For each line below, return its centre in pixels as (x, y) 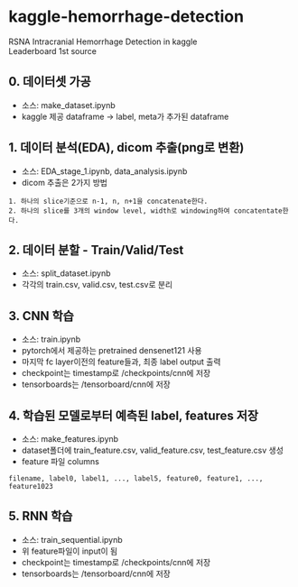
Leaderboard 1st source (52, 50)
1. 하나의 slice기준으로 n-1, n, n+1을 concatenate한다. (108, 201)
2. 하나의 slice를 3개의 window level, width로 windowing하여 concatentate (146, 211)
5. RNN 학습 (41, 516)
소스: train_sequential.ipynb (72, 539)
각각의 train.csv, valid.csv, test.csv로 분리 (97, 285)
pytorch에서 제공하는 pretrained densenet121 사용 (112, 351)
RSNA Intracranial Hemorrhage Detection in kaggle (103, 41)
